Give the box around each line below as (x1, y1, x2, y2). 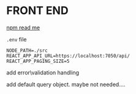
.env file (6, 35, 27, 43)
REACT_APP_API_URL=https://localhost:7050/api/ (6, 52, 130, 59)
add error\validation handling (6, 68, 80, 76)
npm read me (6, 24, 40, 31)
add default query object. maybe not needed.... (6, 81, 126, 88)
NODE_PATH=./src (6, 47, 48, 54)
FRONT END (6, 4, 69, 18)
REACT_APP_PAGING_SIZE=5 (6, 58, 70, 64)
